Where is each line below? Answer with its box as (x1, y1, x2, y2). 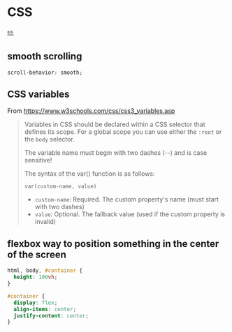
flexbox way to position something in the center (7, 238, 219, 250)
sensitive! (24, 156, 52, 165)
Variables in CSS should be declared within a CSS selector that (24, 120, 205, 129)
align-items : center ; (13, 305, 77, 312)
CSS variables (7, 89, 70, 100)
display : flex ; (13, 299, 58, 306)
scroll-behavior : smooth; (7, 69, 82, 76)
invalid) (34, 218, 57, 226)
